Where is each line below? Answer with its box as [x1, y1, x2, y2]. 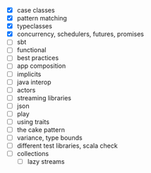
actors [16, 85, 36, 94]
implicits [16, 70, 42, 78]
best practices [16, 54, 59, 62]
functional [16, 46, 47, 54]
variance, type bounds [16, 133, 83, 142]
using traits [16, 117, 50, 126]
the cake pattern [16, 125, 65, 133]
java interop [16, 78, 52, 86]
